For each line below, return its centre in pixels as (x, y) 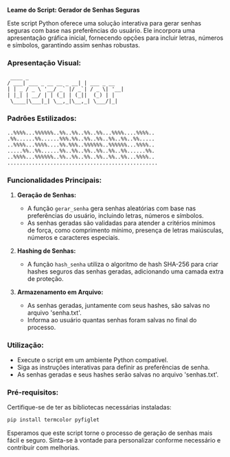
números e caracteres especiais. (73, 237)
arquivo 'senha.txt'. (55, 313)
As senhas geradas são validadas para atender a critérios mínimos (122, 223)
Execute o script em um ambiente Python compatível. (92, 360)
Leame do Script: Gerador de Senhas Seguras (73, 10)
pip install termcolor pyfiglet (53, 420)
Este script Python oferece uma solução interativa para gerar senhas (104, 23)
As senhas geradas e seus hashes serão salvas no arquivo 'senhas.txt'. (118, 375)
